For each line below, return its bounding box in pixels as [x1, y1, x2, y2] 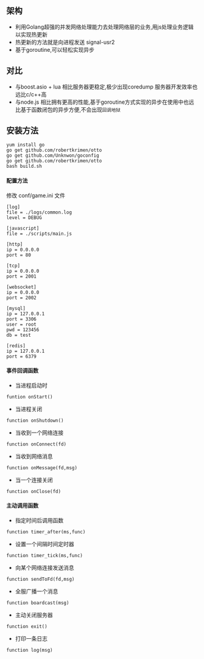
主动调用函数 [6, 502, 38, 510]
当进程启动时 [15, 381, 47, 389]
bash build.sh [6, 164, 43, 170]
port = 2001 [6, 273, 37, 279]
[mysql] [6, 305, 26, 311]
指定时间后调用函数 [15, 517, 64, 524]
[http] [6, 241, 23, 247]
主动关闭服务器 [15, 611, 53, 619]
